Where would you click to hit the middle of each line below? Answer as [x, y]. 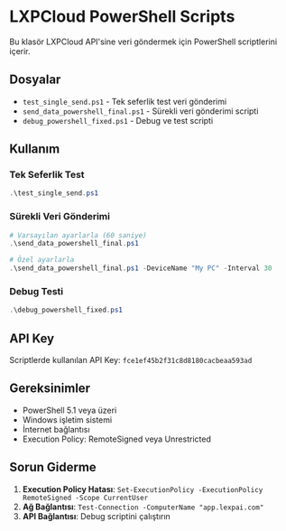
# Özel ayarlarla [42, 260]
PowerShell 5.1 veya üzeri [69, 410]
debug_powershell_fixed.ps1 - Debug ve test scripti [118, 120]
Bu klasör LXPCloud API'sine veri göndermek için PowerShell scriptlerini [143, 42]
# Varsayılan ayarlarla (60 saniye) [78, 235]
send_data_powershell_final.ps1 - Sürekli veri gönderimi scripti [140, 111]
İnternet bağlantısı [56, 429]
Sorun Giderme [53, 467]
